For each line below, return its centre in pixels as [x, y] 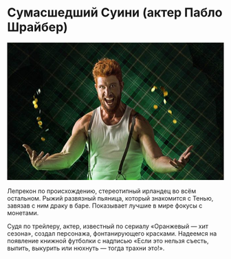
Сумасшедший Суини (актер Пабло [115, 13]
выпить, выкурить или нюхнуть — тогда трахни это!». [86, 248]
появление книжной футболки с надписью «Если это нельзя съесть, [108, 240]
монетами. [23, 213]
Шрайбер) [37, 27]
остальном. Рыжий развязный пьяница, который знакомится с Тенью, [110, 198]
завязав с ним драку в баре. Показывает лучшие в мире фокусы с [105, 205]
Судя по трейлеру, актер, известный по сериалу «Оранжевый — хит [108, 226]
